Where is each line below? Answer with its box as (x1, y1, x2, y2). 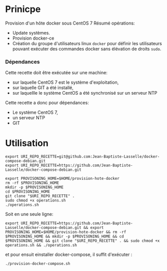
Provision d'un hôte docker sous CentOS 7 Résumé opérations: (5, 20, 135, 26)
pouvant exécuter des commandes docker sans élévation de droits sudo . (12, 46, 161, 52)
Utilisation (5, 138, 48, 149)
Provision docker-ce (12, 35, 54, 41)
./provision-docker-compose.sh (5, 261, 70, 266)
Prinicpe (5, 4, 41, 15)
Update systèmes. (12, 30, 50, 36)
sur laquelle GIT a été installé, (12, 85, 74, 91)
